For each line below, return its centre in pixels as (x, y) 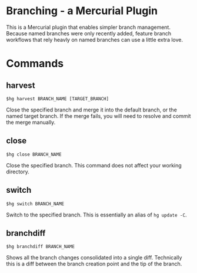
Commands (35, 64)
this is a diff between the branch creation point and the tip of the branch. (94, 264)
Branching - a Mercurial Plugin (82, 11)
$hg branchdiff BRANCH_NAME (41, 247)
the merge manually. (31, 122)
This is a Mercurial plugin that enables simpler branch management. (88, 27)
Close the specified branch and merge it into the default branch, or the (92, 110)
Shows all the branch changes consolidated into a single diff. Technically (94, 258)
